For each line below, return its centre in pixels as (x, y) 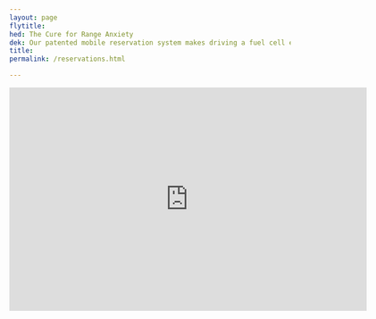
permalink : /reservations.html (67, 59)
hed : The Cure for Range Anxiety (71, 34)
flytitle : (28, 26)
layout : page (33, 17)
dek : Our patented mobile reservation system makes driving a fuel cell (147, 42)
